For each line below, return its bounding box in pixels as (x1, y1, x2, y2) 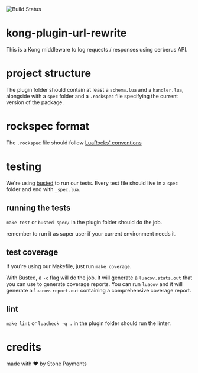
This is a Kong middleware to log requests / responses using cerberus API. (6, 46, 188, 53)
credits (6, 340, 41, 354)
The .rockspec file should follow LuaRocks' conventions (6, 139, 142, 146)
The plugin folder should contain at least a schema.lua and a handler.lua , (6, 86, 184, 93)
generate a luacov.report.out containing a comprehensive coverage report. (6, 287, 191, 294)
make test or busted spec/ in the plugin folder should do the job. (6, 218, 163, 226)
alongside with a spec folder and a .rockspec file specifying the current (6, 92, 178, 99)
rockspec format (6, 120, 90, 133)
